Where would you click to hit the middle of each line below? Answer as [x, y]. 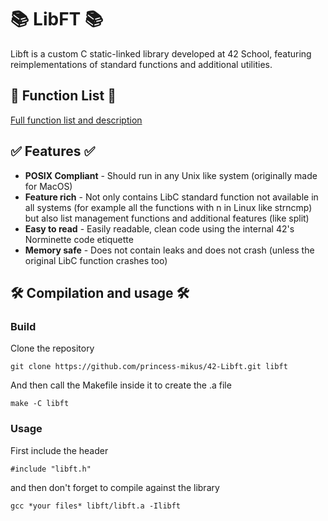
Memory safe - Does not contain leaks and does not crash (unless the [169, 250]
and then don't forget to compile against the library [115, 487]
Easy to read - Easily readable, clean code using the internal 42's [159, 228]
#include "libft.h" [51, 469]
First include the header [59, 450]
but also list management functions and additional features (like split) [167, 218]
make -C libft [40, 404]
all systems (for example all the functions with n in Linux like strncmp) [168, 207]
